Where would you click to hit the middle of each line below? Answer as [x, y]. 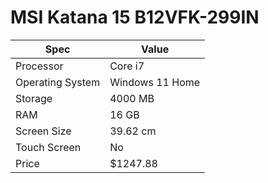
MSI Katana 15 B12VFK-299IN [135, 17]
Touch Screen [48, 147]
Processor [39, 66]
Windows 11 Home [155, 82]
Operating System [58, 82]
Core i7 [127, 66]
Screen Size [43, 131]
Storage [34, 98]
